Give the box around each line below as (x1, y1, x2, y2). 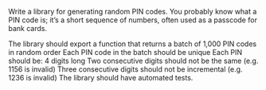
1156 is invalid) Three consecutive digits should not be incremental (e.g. (8, 65, 243, 74)
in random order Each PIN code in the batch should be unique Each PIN (8, 48, 243, 57)
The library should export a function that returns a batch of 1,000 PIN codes (8, 39, 257, 49)
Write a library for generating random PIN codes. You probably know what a (8, 7, 257, 16)
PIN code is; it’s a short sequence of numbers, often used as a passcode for (8, 15, 257, 25)
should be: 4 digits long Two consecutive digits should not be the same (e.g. (8, 56, 259, 65)
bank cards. (8, 24, 48, 33)
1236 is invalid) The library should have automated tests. (8, 73, 194, 82)
